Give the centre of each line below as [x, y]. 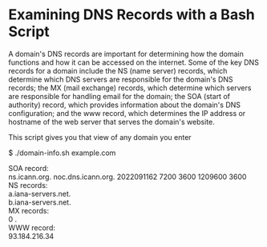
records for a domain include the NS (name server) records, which [118, 70]
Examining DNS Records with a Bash [131, 15]
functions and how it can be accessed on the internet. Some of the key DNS [133, 62]
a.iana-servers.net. [40, 193]
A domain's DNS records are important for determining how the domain [126, 54]
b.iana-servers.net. [40, 202]
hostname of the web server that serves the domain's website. [111, 122]
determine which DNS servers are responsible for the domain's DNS [121, 79]
